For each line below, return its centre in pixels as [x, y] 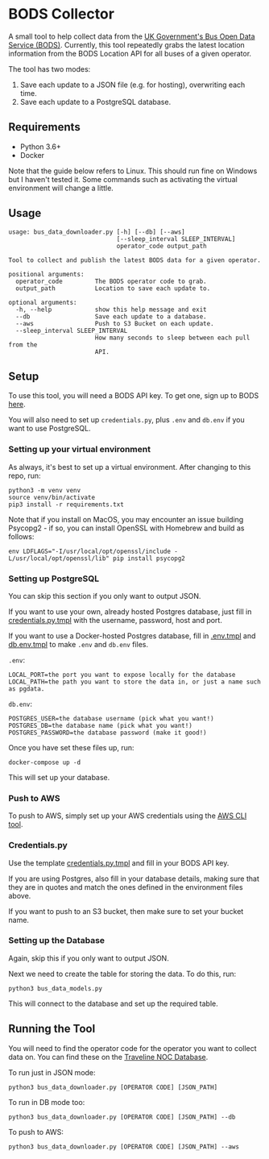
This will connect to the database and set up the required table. [114, 1003]
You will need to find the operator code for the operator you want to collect [132, 1048]
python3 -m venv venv [45, 490]
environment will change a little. [61, 188]
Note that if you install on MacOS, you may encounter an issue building [126, 519]
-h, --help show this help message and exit [111, 309]
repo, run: [25, 476]
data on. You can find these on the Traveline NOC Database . [108, 1057]
